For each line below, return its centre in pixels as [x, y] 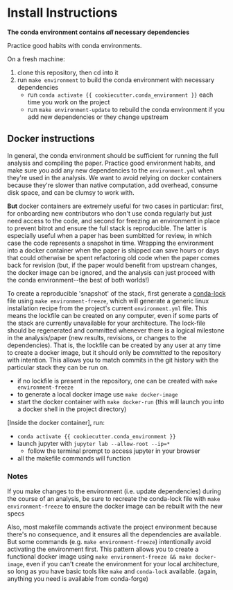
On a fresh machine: [36, 59]
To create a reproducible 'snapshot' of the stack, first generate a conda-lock [116, 293]
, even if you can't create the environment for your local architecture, [121, 564]
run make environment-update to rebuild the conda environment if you [126, 109]
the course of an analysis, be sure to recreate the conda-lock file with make [114, 499]
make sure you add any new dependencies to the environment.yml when [110, 170]
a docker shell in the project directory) [72, 409]
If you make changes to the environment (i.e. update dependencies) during [114, 491]
